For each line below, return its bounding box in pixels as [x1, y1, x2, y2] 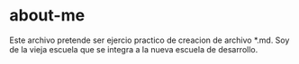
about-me [9, 5, 86, 26]
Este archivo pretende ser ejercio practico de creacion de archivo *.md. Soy [9, 35, 290, 45]
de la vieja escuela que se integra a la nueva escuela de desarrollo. [9, 44, 258, 54]
